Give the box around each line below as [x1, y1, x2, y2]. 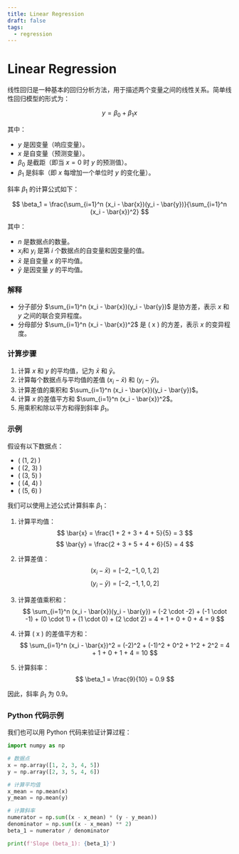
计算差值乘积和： [17, 596, 68, 605]
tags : [7, 24, 23, 31]
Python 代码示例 [7, 710, 64, 720]
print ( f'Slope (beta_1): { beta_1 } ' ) [7, 840, 116, 847]
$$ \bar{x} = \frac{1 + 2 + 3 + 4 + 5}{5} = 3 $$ [56, 529, 193, 537]
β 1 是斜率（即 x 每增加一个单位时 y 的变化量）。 [17, 168, 155, 178]
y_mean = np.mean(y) [7, 794, 69, 802]
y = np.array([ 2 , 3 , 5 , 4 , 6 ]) [7, 768, 100, 776]
